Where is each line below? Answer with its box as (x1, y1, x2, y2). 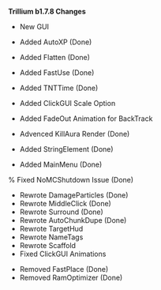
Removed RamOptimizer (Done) (19, 273, 123, 282)
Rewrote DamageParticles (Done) (19, 190, 129, 200)
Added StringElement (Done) (19, 145, 114, 153)
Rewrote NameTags (19, 232, 84, 242)
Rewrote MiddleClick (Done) (19, 199, 112, 208)
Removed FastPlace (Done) (19, 265, 109, 273)
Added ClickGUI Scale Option (19, 99, 116, 107)
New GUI (19, 22, 50, 31)
